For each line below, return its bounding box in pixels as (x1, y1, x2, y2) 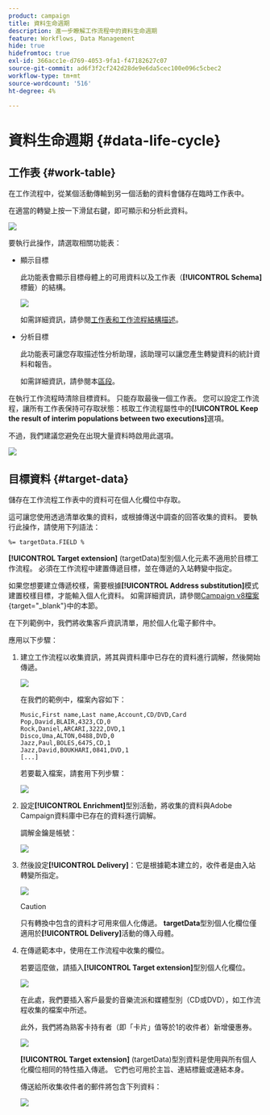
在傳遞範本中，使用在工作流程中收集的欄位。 (19, 945, 169, 955)
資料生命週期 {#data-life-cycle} (8, 131, 222, 149)
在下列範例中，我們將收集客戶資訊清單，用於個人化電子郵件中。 (8, 618, 220, 628)
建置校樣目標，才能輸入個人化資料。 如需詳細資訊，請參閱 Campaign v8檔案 (8, 591, 260, 601)
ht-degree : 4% (8, 86, 56, 95)
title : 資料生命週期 (8, 19, 70, 27)
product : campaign (8, 11, 70, 20)
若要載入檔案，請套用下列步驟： (19, 769, 127, 778)
